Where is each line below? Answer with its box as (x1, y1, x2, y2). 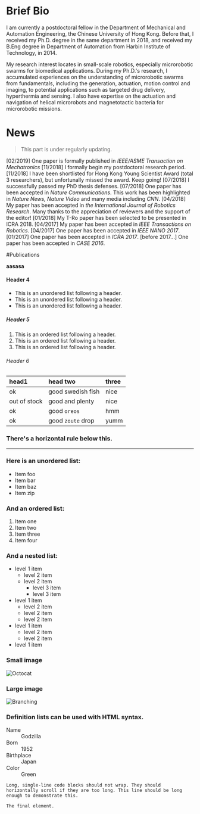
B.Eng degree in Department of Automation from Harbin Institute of (6, 43, 171, 50)
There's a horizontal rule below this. (6, 434, 113, 443)
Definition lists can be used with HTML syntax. (6, 713, 144, 721)
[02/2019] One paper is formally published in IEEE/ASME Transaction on (6, 157, 183, 164)
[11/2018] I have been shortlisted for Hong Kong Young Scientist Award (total (6, 170, 193, 177)
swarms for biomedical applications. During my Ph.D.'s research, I (6, 67, 168, 74)
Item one (14, 518, 37, 525)
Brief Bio (6, 4, 49, 18)
